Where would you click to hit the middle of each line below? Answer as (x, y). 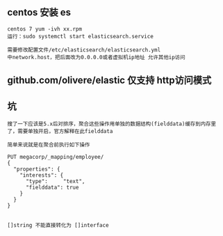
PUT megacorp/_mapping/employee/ (56, 157)
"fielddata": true (52, 188)
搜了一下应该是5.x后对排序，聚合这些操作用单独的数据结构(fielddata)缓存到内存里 (112, 124)
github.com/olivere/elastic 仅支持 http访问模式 (109, 80)
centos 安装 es (39, 13)
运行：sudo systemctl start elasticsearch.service (81, 36)
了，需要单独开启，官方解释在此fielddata (60, 132)
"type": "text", (55, 182)
